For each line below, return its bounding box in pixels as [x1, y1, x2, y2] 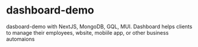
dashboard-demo [6, 4, 94, 17]
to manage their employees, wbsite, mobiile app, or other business [6, 29, 169, 36]
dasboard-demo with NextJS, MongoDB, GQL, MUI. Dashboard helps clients [6, 23, 193, 30]
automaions [6, 35, 35, 42]
